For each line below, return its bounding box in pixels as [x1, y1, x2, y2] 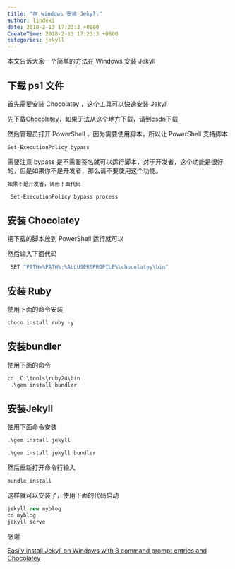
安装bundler [7, 341, 61, 353]
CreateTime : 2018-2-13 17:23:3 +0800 [7, 30, 119, 37]
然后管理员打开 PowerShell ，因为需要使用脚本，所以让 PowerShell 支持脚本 [7, 129, 228, 138]
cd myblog [7, 512, 37, 519]
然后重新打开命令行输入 [7, 464, 76, 472]
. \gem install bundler [10, 381, 78, 389]
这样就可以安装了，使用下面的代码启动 [7, 491, 119, 499]
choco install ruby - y [7, 319, 74, 327]
